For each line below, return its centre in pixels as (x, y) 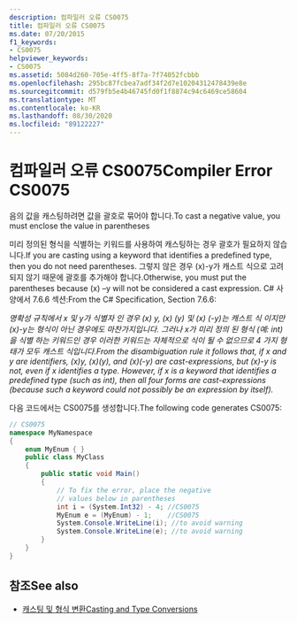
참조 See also (44, 586)
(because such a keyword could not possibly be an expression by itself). (141, 389)
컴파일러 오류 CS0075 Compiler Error (141, 171)
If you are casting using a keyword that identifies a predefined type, (148, 255)
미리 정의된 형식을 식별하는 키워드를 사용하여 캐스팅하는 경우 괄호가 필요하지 (140, 243)
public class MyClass (65, 458)
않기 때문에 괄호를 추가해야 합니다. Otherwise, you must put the (136, 277)
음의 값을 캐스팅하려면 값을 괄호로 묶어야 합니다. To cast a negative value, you (145, 215)
